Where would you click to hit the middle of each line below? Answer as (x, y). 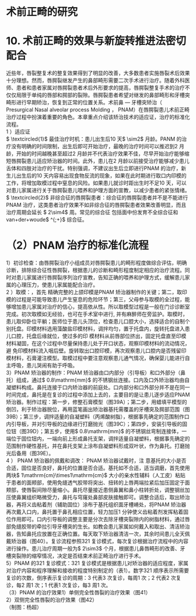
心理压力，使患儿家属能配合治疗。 (57, 285)
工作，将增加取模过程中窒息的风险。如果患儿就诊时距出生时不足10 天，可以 (96, 183)
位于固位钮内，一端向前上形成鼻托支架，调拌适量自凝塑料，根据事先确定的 (100, 439)
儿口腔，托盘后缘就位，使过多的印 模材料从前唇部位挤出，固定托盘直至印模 (96, 336)
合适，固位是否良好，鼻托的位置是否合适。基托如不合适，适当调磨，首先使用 (98, 468)
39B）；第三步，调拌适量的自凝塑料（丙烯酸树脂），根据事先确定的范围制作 (95, 417)
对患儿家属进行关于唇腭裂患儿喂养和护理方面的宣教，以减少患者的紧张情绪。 (98, 190)
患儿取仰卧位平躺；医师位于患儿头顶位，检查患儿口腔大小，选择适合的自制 (95, 321)
